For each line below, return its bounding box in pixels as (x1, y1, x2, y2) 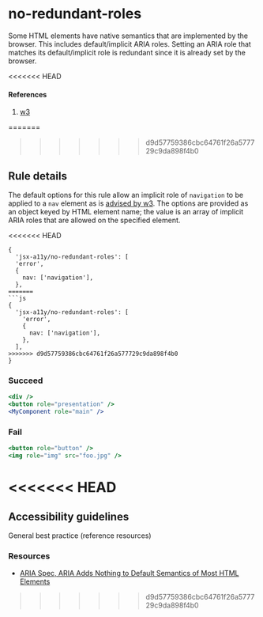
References (8, 89, 47, 99)
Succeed (8, 375, 43, 386)
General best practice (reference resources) (8, 531, 152, 540)
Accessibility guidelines (8, 509, 130, 523)
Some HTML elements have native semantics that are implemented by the (8, 31, 249, 40)
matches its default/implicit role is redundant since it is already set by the (8, 47, 246, 57)
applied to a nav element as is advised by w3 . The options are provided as (8, 199, 249, 208)
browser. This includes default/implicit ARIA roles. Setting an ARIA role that (8, 39, 251, 48)
